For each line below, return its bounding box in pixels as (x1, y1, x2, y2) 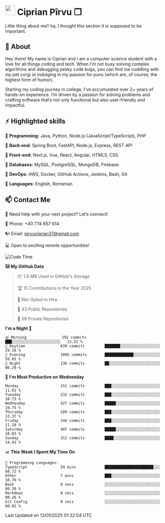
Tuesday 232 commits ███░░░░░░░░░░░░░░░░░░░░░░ (5, 392, 161, 397)
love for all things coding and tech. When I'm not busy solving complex (5, 61, 150, 67)
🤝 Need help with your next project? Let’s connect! (5, 211, 108, 217)
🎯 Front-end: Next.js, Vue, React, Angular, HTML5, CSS (5, 152, 119, 158)
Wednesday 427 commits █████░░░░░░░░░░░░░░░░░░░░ (5, 401, 161, 406)
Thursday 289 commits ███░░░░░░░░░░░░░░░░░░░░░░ (5, 410, 161, 415)
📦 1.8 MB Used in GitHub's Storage (17, 273, 90, 279)
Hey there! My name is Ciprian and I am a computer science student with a (5, 55, 157, 61)
